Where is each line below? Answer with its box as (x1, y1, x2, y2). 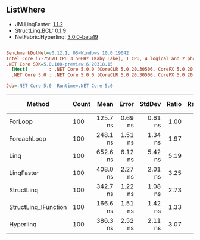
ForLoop (9, 117, 33, 126)
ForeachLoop (9, 135, 46, 143)
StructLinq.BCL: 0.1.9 (14, 27, 67, 34)
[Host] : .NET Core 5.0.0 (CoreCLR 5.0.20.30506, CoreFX (11, 67, 174, 73)
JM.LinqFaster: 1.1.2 (14, 20, 64, 27)
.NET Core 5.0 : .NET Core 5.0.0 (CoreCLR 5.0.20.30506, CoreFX (11, 72, 174, 78)
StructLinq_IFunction (9, 203, 67, 211)
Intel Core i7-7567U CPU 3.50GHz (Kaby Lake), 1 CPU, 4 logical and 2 (6, 55, 185, 61)
